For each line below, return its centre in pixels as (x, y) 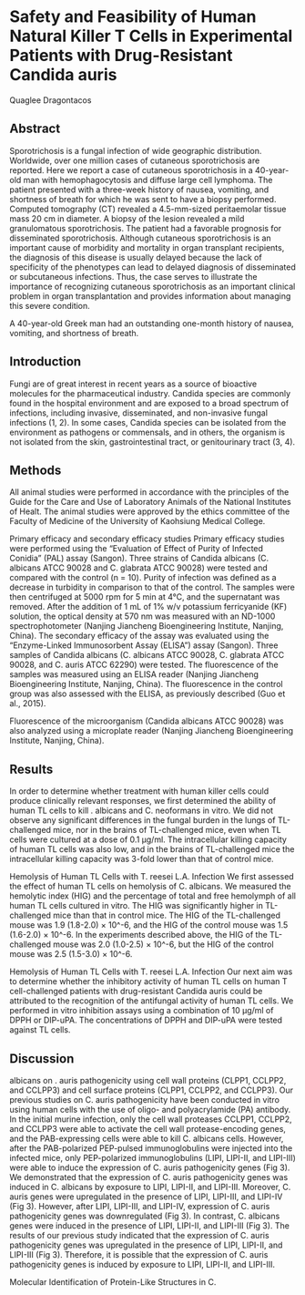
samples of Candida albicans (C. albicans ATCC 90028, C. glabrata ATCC (147, 655)
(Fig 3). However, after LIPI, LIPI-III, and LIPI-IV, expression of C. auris (140, 1206)
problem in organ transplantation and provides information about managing (150, 296)
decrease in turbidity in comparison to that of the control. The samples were (152, 587)
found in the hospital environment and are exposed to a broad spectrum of (149, 403)
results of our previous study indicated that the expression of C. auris (140, 1235)
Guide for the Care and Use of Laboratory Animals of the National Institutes (150, 502)
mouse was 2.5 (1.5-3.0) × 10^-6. (71, 954)
